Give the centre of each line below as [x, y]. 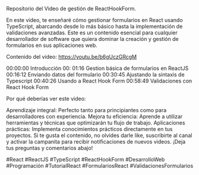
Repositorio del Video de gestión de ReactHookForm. [71, 9]
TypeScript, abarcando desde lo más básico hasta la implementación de [94, 26]
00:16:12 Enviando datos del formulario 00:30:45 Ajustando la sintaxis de [96, 74]
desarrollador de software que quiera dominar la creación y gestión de [93, 39]
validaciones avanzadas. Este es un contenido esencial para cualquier [92, 33]
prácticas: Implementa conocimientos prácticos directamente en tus [89, 129]
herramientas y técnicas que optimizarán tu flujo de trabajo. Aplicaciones [96, 123]
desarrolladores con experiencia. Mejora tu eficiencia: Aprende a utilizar [94, 116]
